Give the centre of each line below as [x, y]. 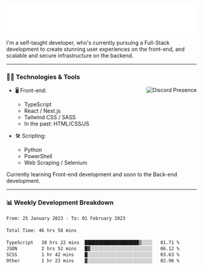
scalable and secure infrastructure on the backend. [70, 55]
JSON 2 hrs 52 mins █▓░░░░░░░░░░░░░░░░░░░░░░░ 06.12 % [93, 249]
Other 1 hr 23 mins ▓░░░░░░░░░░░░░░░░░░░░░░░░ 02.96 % [93, 261]
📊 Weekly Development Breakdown [60, 203]
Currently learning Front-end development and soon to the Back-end [92, 174]
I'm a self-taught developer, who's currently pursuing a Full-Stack [88, 43]
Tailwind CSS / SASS [50, 117]
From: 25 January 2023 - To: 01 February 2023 [66, 218]
